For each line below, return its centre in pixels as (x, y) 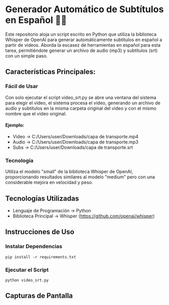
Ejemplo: (15, 125)
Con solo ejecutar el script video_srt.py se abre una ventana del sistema (81, 97)
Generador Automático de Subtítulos (84, 9)
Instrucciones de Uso (40, 232)
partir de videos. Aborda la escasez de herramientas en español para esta (83, 45)
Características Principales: (50, 72)
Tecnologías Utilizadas (42, 199)
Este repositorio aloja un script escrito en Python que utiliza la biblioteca (81, 34)
